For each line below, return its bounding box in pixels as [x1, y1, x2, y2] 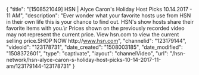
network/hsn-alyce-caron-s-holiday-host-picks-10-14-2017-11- [6, 57, 161, 63]
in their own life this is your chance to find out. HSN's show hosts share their [6, 18, 194, 25]
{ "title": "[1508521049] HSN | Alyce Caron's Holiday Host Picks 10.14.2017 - [6, 6, 192, 12]
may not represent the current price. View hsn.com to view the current [6, 31, 179, 38]
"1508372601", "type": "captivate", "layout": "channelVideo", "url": [6, 50, 169, 57]
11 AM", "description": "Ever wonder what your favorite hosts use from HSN [6, 12, 191, 19]
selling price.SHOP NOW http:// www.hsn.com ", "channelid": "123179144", [6, 37, 186, 44]
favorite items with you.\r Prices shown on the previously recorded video [6, 24, 185, 32]
